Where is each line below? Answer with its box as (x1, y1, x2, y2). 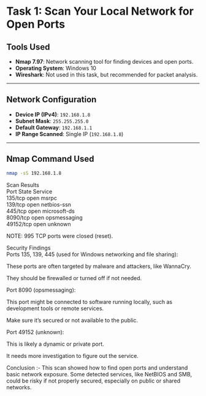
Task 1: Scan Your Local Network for (6, 4, 194, 18)
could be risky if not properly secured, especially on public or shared (6, 377, 181, 384)
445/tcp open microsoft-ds (6, 207, 75, 215)
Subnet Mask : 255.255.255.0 (15, 117, 89, 124)
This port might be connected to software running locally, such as (6, 298, 173, 305)
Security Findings (6, 244, 51, 251)
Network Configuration (6, 94, 97, 105)
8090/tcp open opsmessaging (6, 213, 83, 221)
